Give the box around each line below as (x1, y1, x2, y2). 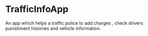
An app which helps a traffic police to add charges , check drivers (5, 20, 143, 26)
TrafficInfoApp (5, 3, 69, 15)
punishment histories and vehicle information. (5, 25, 101, 31)
